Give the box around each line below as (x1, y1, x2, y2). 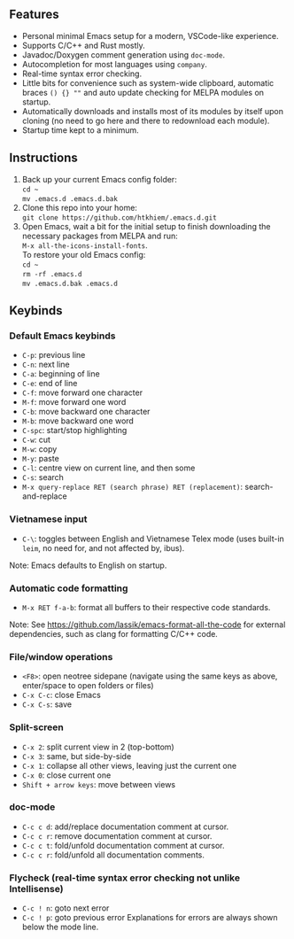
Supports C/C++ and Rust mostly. (21, 40, 146, 50)
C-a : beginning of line (21, 369, 100, 379)
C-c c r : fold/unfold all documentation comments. (21, 850, 205, 860)
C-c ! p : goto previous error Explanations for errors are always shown (21, 912, 278, 923)
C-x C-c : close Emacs (21, 690, 102, 701)
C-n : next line (21, 359, 71, 370)
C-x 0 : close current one (21, 770, 112, 780)
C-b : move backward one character (21, 407, 151, 417)
